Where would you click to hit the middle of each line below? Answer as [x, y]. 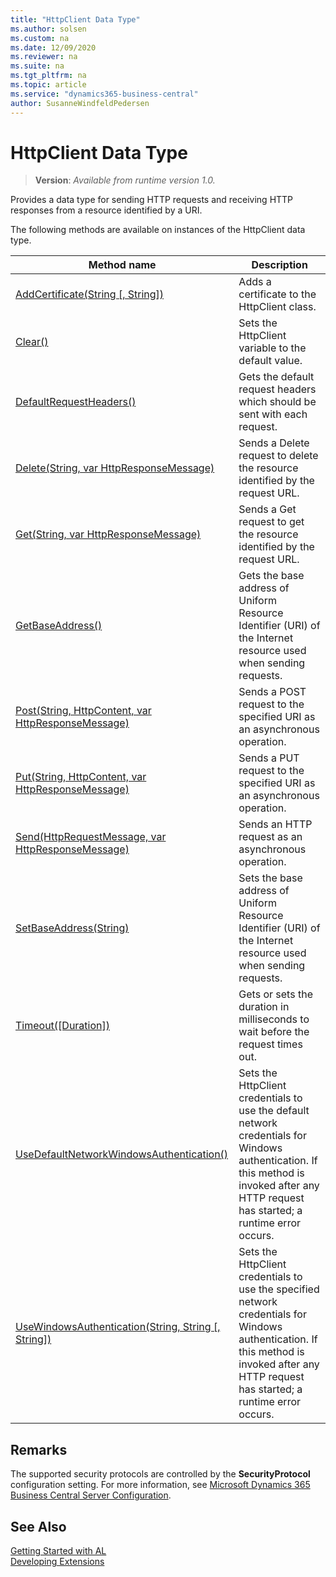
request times [270, 1044]
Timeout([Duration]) [63, 1026]
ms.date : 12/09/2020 [53, 47]
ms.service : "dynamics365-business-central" [104, 94]
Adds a [255, 282]
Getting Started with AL [58, 1551]
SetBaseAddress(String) [72, 928]
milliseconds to [274, 1019]
